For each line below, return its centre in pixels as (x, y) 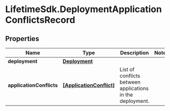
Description (135, 53)
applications (134, 88)
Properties (22, 39)
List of (127, 69)
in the (126, 95)
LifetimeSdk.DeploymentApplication (83, 9)
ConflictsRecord (40, 20)
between (130, 82)
